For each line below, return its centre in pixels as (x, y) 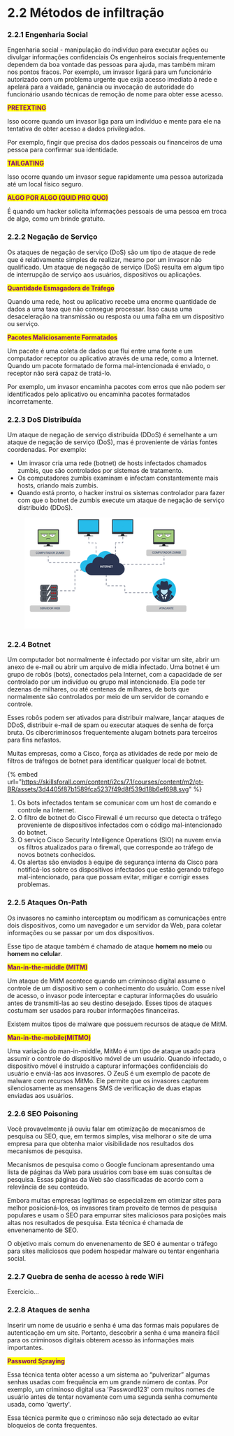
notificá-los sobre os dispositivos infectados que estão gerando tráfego (120, 870)
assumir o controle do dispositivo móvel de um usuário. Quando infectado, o (117, 1058)
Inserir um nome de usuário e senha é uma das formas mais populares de (113, 1325)
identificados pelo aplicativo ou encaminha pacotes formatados (99, 394)
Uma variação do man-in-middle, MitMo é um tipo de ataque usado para (111, 1051)
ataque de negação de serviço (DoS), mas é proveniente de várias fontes (112, 442)
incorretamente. (30, 401)
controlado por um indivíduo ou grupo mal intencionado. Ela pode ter (107, 682)
